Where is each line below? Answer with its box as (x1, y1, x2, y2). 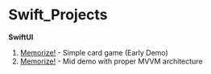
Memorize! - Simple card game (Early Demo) (19, 47, 169, 57)
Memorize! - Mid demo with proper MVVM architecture (19, 56, 203, 66)
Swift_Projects (8, 6, 108, 24)
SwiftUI (8, 32, 34, 42)
